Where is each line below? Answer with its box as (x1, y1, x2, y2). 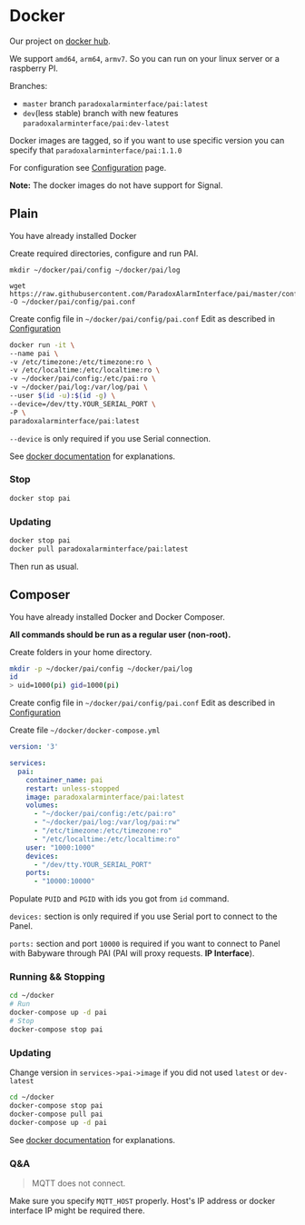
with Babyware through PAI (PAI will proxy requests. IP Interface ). (9, 948, 255, 959)
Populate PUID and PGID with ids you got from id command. (9, 893, 230, 904)
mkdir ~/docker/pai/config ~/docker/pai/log (9, 265, 181, 274)
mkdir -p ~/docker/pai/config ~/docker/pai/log (9, 664, 193, 673)
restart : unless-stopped (25, 783, 120, 793)
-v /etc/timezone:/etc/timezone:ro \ (9, 357, 152, 366)
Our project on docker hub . (9, 35, 111, 46)
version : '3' (9, 742, 59, 752)
